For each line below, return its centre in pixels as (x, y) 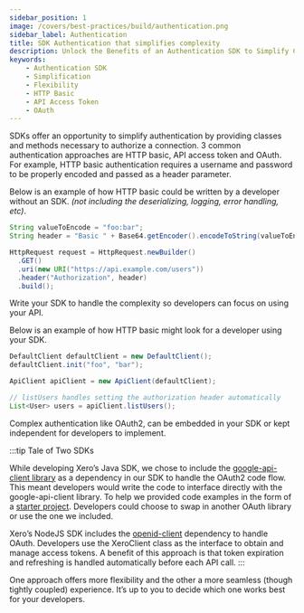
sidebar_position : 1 (48, 18)
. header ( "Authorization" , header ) (82, 278)
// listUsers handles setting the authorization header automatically (145, 398)
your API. (26, 313)
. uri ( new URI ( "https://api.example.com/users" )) (111, 269)
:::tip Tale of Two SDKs (52, 450)
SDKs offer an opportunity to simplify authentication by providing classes (146, 136)
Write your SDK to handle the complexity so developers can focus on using (149, 303)
